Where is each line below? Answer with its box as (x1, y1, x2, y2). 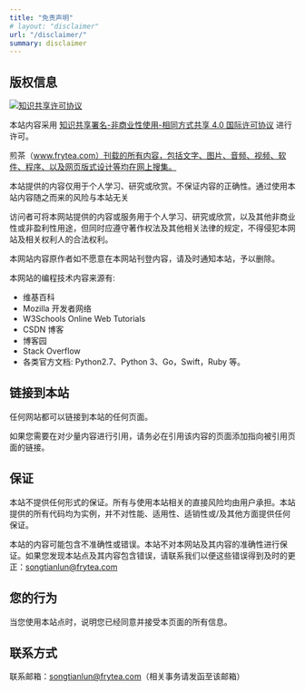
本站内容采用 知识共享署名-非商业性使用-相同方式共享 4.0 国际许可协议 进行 (9, 120, 292, 131)
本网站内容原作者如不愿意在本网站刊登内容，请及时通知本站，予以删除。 (9, 253, 280, 264)
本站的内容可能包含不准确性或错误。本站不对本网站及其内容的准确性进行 (9, 539, 280, 550)
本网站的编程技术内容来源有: (9, 273, 116, 284)
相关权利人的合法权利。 (25, 234, 113, 245)
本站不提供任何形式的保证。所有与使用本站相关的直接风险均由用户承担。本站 (9, 496, 296, 508)
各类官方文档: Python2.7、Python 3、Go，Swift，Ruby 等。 (22, 356, 246, 367)
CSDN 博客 (22, 324, 64, 336)
